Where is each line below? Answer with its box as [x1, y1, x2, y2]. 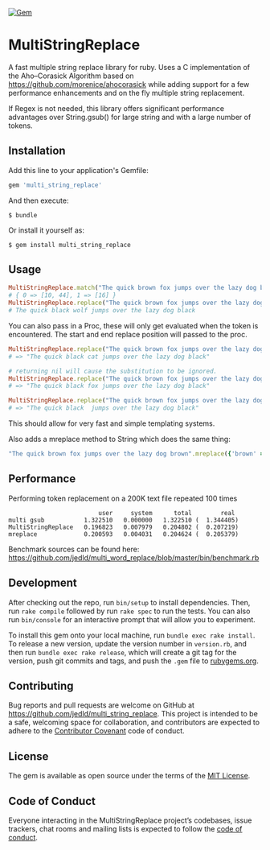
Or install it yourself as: [8, 225, 84, 235]
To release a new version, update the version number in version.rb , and [8, 638, 247, 648]
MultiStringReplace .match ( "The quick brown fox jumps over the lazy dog [8, 284, 257, 292]
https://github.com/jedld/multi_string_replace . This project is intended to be [8, 709, 259, 719]
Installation [8, 144, 66, 158]
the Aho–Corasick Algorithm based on [8, 71, 134, 80]
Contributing [8, 679, 74, 692]
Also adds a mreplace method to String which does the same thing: [8, 435, 231, 444]
